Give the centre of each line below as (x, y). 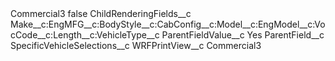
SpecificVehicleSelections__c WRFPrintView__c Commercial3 (136, 45)
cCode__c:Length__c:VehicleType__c (85, 35)
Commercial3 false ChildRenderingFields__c (101, 13)
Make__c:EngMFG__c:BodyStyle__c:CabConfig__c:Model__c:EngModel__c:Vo (168, 24)
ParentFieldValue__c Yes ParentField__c (243, 35)
